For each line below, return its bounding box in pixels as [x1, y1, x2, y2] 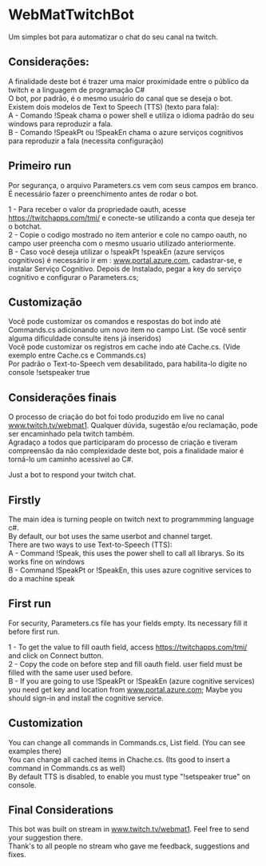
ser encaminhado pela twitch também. [8, 429, 135, 439]
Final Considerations [8, 804, 114, 817]
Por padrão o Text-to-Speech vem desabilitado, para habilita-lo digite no [8, 359, 248, 369]
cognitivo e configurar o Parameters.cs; [8, 272, 139, 281]
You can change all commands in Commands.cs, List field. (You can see [8, 737, 246, 747]
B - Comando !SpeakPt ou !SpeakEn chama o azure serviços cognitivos [8, 127, 244, 137]
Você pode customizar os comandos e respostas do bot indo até [8, 317, 221, 326]
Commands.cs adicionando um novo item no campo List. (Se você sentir [8, 325, 247, 335]
